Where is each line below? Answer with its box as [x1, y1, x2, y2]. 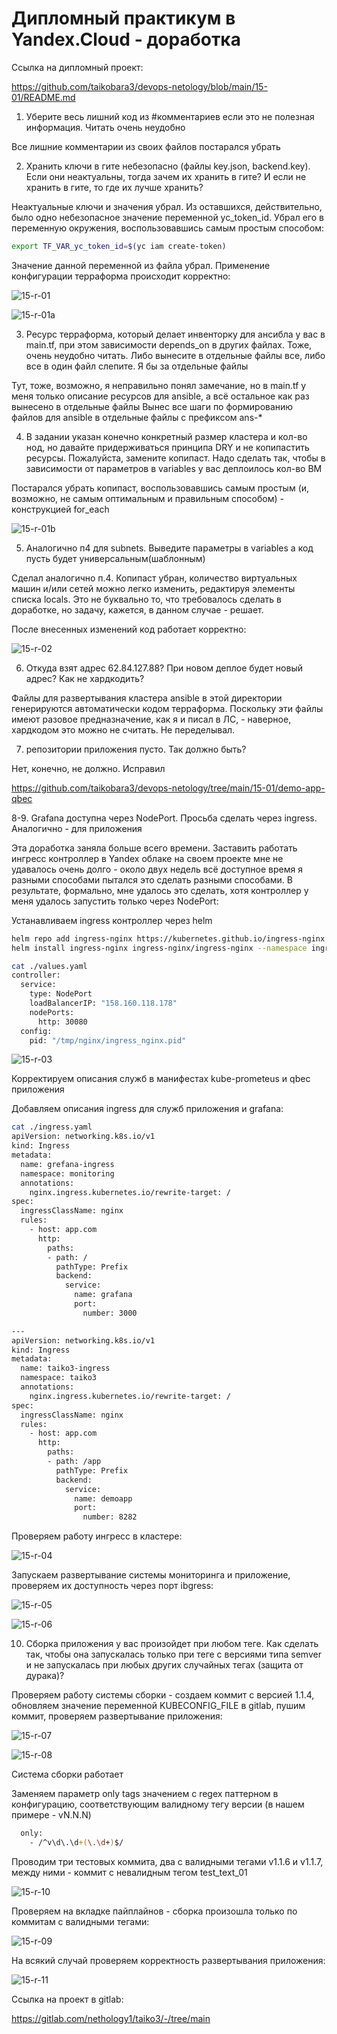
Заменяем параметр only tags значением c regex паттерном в [11, 1788, 279, 1800]
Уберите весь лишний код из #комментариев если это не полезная [25, 110, 315, 122]
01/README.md [11, 91, 76, 103]
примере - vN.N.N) [11, 1809, 92, 1821]
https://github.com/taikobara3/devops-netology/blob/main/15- [11, 80, 268, 92]
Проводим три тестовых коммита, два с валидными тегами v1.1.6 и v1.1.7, [11, 1855, 324, 1867]
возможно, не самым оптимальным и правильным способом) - [11, 492, 284, 504]
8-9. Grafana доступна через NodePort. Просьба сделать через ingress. [11, 812, 318, 824]
